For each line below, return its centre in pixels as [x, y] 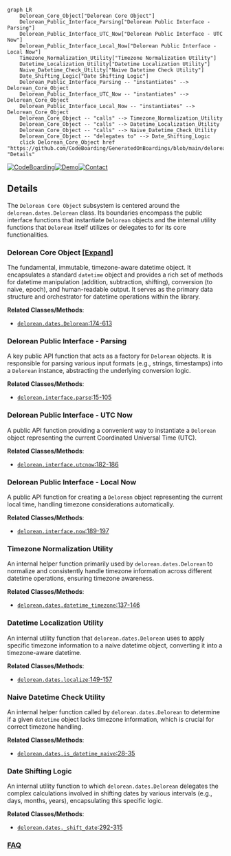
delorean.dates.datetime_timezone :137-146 [79, 605]
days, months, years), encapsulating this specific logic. [85, 801]
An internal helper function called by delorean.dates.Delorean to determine [114, 711]
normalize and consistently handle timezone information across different [110, 571]
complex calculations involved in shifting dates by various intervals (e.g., [110, 793]
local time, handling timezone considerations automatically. [91, 504]
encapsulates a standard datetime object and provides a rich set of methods [115, 275]
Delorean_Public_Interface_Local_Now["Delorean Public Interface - [118, 46]
